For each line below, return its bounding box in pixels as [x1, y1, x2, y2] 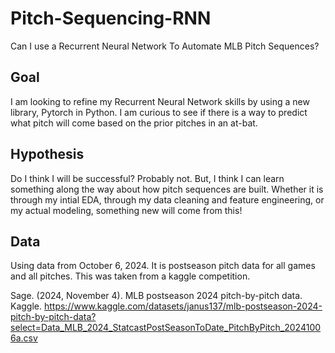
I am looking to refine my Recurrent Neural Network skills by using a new [10, 95, 310, 107]
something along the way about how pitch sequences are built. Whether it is [10, 183, 324, 195]
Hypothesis [10, 146, 85, 163]
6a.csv [10, 332, 38, 344]
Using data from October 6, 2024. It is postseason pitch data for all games [10, 260, 316, 272]
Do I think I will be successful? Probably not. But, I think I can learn [10, 172, 285, 184]
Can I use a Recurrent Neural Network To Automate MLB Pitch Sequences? [10, 40, 320, 52]
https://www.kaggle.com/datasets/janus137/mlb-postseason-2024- [43, 300, 323, 312]
